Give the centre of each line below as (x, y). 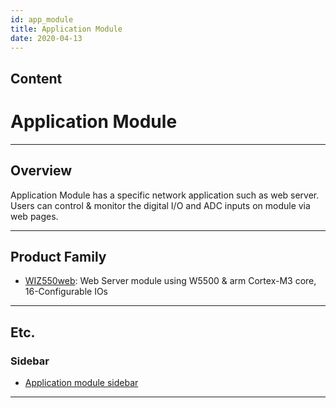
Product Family (58, 256)
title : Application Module (66, 29)
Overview (41, 171)
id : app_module (42, 19)
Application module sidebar (81, 383)
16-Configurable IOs (66, 292)
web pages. (34, 216)
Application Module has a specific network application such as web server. (165, 195)
